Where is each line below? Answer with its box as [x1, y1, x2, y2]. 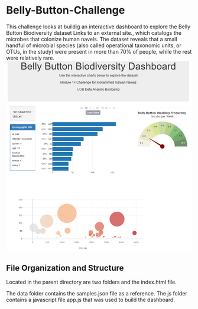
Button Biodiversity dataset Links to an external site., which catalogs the [6, 29, 182, 36]
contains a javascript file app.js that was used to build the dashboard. [6, 296, 176, 304]
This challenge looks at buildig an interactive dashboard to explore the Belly [6, 23, 191, 30]
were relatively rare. [6, 54, 55, 61]
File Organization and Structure [6, 263, 124, 273]
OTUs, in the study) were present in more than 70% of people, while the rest [6, 48, 192, 55]
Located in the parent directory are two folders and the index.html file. [6, 278, 177, 286]
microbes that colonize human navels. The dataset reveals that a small [6, 35, 177, 42]
